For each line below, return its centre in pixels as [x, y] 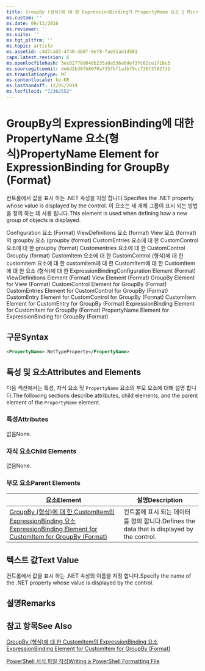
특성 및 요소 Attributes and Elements [74, 372]
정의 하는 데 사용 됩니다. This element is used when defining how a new [100, 213]
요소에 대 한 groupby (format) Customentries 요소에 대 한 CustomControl [96, 248]
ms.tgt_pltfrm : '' [30, 40]
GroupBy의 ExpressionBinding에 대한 [100, 124]
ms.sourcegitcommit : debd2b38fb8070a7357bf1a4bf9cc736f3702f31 [88, 69]
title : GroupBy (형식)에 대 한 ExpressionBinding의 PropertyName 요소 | [95, 12]
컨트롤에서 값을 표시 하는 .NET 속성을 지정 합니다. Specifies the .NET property [100, 198]
